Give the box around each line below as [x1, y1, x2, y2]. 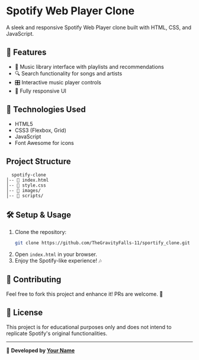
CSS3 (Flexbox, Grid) [14, 127, 67, 134]
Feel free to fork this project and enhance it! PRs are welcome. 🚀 [6, 290, 163, 298]
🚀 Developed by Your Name [6, 346, 75, 354]
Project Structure [6, 156, 71, 166]
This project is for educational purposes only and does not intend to [6, 323, 172, 330]
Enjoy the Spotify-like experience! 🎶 [14, 257, 102, 264]
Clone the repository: [14, 229, 67, 236]
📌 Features [6, 48, 47, 58]
